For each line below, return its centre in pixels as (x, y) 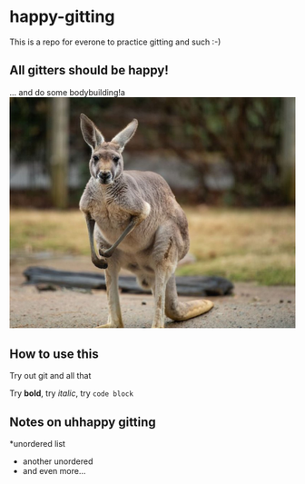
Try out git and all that (50, 376)
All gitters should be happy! (89, 70)
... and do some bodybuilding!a (67, 92)
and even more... (54, 470)
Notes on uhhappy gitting (83, 422)
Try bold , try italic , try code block (72, 393)
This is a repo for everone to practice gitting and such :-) (115, 42)
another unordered (58, 461)
